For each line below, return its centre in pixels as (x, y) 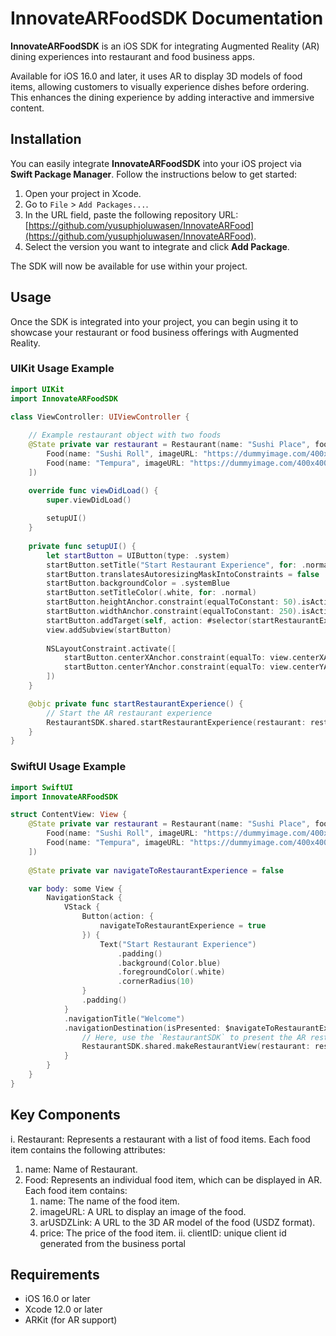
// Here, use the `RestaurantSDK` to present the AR (194, 1037)
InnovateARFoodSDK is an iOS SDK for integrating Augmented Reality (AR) (165, 46)
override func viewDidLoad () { (93, 490)
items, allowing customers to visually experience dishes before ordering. (160, 86)
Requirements (55, 1274)
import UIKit (37, 389)
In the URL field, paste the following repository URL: (131, 214)
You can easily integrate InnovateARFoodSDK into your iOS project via (156, 163)
